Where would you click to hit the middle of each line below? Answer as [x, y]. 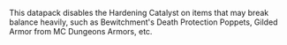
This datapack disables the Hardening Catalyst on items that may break [139, 13]
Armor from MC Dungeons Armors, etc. [81, 31]
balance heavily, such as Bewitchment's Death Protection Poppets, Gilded [143, 22]
